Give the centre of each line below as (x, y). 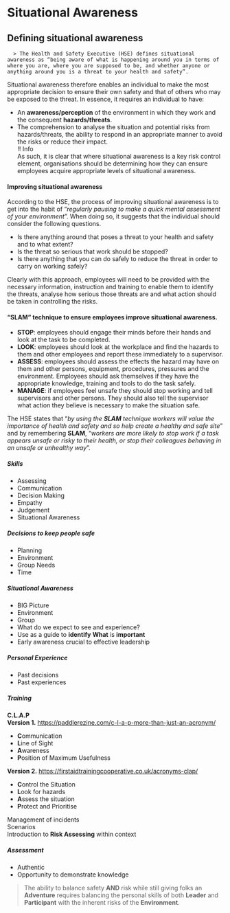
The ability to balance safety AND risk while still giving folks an (113, 888)
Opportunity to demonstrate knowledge (73, 875)
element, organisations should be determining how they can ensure (112, 164)
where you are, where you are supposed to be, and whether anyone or (109, 66)
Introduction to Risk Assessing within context (72, 834)
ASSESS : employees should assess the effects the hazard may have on (118, 361)
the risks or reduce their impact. (62, 142)
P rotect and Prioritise (47, 807)
